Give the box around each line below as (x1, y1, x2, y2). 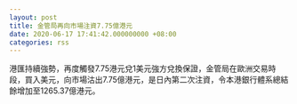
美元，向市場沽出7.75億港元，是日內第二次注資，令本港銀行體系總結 (39, 75, 289, 85)
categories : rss (9, 37, 69, 47)
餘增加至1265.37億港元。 (9, 85, 100, 96)
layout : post (9, 12, 58, 22)
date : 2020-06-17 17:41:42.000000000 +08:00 (9, 29, 177, 38)
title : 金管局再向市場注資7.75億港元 (9, 21, 133, 30)
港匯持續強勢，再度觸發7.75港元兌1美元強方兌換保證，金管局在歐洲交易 (9, 63, 269, 74)
